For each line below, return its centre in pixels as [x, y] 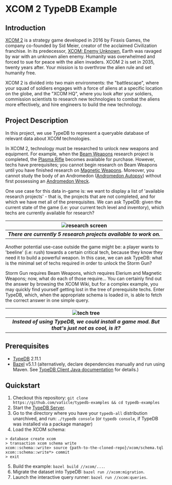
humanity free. [21, 73]
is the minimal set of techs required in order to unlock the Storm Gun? [79, 263]
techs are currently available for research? [50, 213]
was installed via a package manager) [53, 424]
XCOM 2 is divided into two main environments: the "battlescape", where [82, 83]
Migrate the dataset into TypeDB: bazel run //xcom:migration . [79, 472]
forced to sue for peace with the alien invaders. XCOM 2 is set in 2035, [80, 62]
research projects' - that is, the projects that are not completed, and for [80, 196]
